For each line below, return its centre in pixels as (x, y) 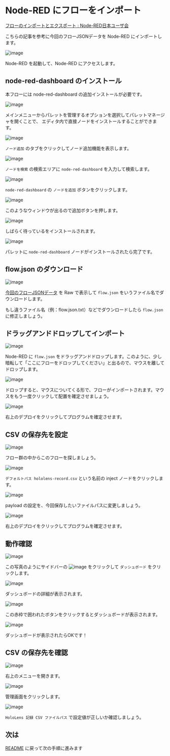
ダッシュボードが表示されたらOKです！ (46, 635)
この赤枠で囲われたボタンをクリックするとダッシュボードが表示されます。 (83, 614)
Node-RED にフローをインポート (73, 10)
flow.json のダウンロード (44, 270)
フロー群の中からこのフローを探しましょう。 (52, 458)
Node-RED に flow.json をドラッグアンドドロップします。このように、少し (84, 356)
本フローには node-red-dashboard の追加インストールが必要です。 (75, 94)
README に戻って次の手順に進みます (44, 748)
